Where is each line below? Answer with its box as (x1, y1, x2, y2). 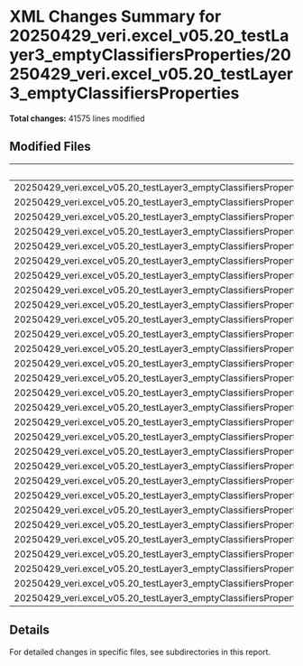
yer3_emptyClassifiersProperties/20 (9, 45, 291, 65)
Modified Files (9, 139, 92, 154)
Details (9, 623, 50, 638)
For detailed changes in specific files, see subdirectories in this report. (9, 646, 271, 657)
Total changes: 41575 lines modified (9, 113, 145, 124)
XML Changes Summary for (9, 6, 222, 27)
